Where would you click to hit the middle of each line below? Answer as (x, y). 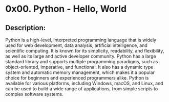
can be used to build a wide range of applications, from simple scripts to (82, 89)
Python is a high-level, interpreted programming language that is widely (81, 40)
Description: (26, 28)
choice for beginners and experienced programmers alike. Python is (77, 78)
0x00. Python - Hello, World (66, 9)
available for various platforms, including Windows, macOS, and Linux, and (84, 83)
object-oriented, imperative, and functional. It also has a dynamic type (79, 67)
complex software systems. (34, 94)
